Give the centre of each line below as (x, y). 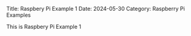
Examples (19, 15)
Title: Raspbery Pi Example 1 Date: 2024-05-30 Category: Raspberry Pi (95, 9)
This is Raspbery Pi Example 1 (44, 27)
